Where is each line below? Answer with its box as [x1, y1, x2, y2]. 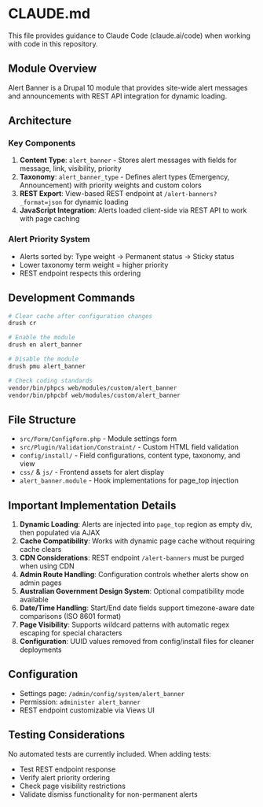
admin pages [19, 578, 62, 587]
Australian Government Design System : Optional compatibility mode [19, 587, 245, 596]
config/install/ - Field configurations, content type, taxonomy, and [19, 450, 241, 461]
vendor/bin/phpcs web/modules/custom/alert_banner [8, 383, 177, 392]
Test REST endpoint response [19, 764, 116, 774]
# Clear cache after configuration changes [8, 312, 153, 320]
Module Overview [8, 62, 97, 76]
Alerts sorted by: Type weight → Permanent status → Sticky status [19, 251, 235, 261]
